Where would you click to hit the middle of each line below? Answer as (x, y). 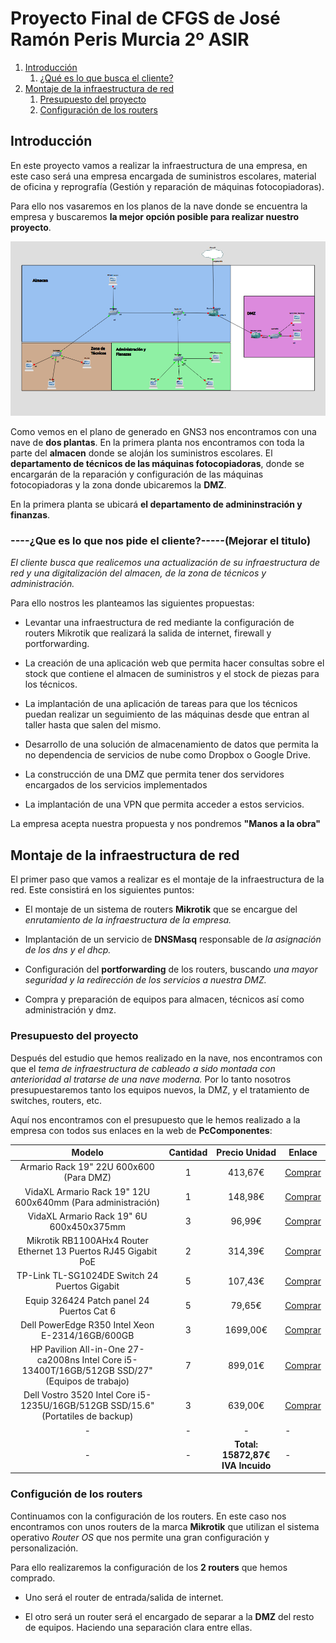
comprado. (33, 1578)
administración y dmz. (70, 1010)
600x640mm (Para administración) (87, 1202)
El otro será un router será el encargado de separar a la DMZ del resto (169, 1616)
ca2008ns (58, 1360)
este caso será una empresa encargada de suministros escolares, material (163, 176)
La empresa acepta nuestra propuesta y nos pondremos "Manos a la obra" (166, 824)
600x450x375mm (87, 1226)
